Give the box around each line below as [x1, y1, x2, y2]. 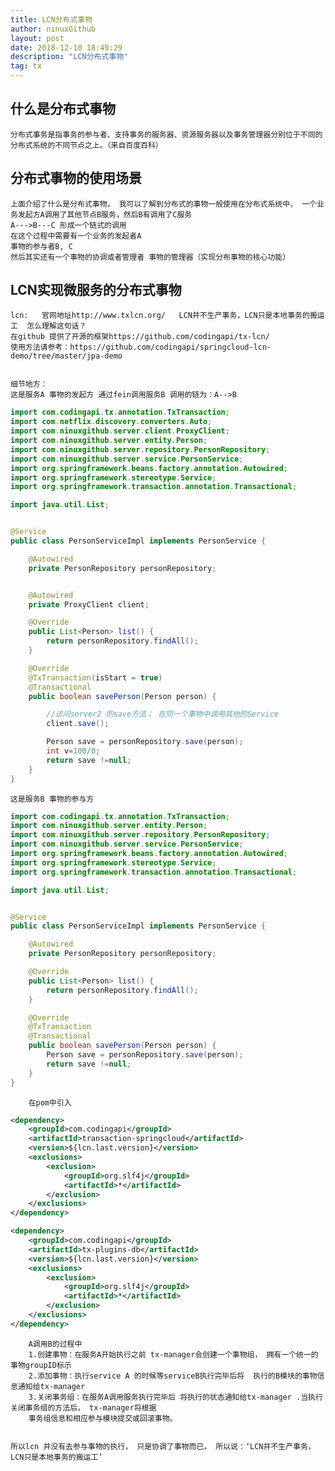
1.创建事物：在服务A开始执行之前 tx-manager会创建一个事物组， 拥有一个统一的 [28, 1349, 319, 1360]
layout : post [10, 33, 65, 43]
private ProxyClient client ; [28, 599, 150, 610]
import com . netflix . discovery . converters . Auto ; [10, 417, 213, 427]
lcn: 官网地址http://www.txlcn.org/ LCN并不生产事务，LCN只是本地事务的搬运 [10, 311, 325, 321]
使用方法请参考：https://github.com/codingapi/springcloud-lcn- [10, 342, 272, 353]
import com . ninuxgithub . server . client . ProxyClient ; [10, 426, 230, 436]
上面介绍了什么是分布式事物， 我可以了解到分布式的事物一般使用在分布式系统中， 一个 [10, 199, 317, 209]
